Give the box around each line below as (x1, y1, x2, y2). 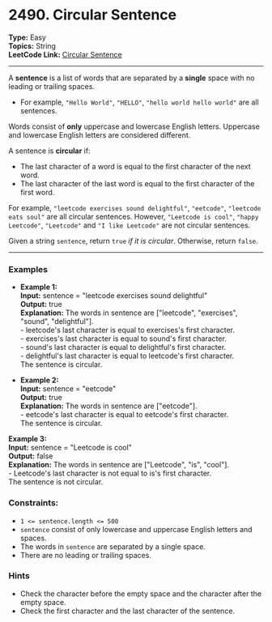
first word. (19, 187, 55, 197)
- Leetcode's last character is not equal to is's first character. (8, 468, 212, 479)
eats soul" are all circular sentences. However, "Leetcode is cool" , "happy (8, 211, 259, 221)
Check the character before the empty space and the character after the (19, 589, 261, 599)
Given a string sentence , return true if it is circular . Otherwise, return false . (8, 236, 259, 245)
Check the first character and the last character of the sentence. (19, 606, 236, 616)
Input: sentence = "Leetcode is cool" (8, 443, 132, 453)
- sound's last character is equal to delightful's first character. (19, 343, 227, 352)
